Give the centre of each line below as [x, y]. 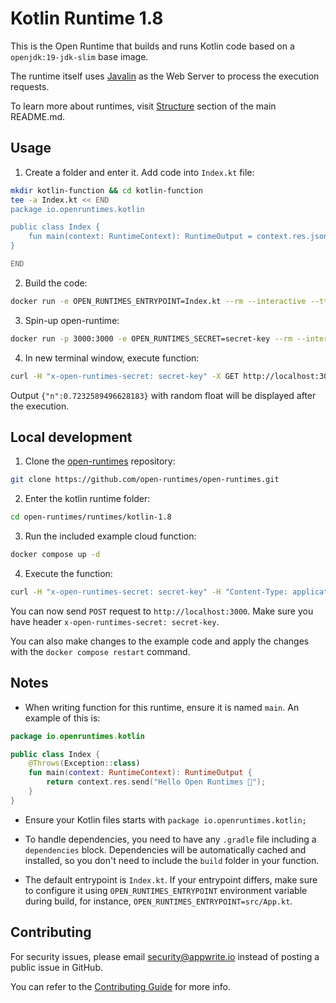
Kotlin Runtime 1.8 [87, 18]
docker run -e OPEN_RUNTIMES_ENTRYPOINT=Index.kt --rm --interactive [158, 301]
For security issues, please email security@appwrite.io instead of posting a [165, 956]
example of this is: [62, 718]
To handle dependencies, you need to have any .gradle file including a [170, 839]
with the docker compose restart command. [100, 651]
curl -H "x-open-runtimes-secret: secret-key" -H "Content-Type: [149, 592]
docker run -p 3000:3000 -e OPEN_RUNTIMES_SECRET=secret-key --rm [151, 338]
